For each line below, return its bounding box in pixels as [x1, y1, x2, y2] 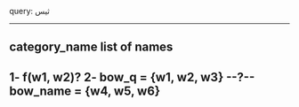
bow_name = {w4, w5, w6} [9, 83, 161, 98]
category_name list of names [9, 40, 174, 55]
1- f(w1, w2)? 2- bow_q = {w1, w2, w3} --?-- [9, 69, 255, 85]
